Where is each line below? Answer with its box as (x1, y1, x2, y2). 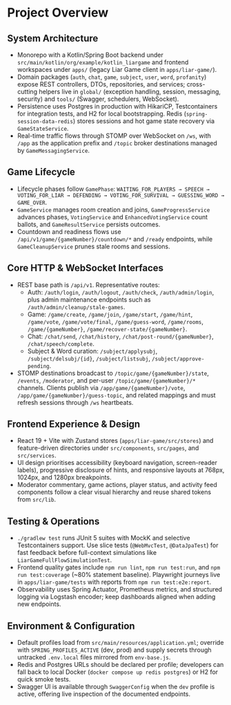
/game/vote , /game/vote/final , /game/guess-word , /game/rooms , (27, 317, 204, 326)
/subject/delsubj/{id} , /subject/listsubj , (27, 354, 150, 363)
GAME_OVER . (17, 198, 48, 206)
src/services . (17, 451, 57, 459)
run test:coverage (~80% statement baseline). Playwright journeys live (17, 571, 221, 579)
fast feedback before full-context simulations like (17, 549, 157, 557)
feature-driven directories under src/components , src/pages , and (17, 444, 199, 452)
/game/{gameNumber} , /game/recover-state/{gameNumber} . (27, 324, 188, 333)
